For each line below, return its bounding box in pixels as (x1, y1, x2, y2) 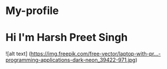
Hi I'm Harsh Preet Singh (5, 31, 128, 44)
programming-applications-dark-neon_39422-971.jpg (5, 57, 136, 64)
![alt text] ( (5, 50, 31, 57)
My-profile (5, 4, 59, 18)
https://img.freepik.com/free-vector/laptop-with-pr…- (31, 50, 161, 57)
